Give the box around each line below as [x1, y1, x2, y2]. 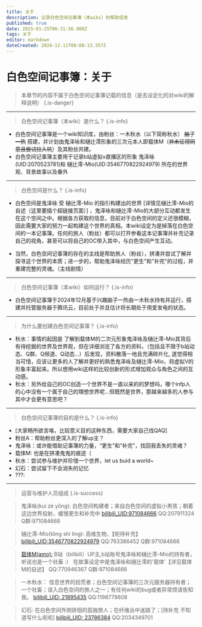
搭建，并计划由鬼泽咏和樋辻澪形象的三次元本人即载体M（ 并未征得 [26, 138, 191, 145]
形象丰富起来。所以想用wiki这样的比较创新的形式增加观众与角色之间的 [14, 365, 188, 372]
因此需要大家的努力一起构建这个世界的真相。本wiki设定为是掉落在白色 [14, 221, 188, 229]
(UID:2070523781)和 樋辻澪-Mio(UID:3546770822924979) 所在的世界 [14, 161, 188, 168]
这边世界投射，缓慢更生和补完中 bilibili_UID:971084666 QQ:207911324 [20, 509, 195, 517]
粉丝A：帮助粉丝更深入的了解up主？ [14, 434, 105, 441]
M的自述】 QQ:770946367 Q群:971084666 [20, 565, 127, 573]
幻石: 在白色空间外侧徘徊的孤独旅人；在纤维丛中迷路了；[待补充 [20, 606, 179, 613]
